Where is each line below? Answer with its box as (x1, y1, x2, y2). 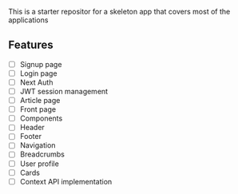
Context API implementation (19, 176, 113, 186)
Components (19, 113, 63, 123)
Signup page (19, 59, 62, 69)
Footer (19, 132, 42, 141)
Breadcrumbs (19, 149, 65, 159)
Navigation (19, 141, 56, 150)
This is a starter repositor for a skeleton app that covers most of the (8, 7, 231, 16)
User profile (19, 159, 60, 168)
